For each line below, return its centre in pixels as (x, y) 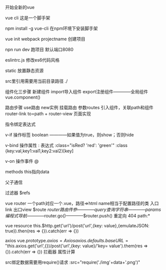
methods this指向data (27, 172)
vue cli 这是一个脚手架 (28, 18)
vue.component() (23, 97)
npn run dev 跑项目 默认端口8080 (39, 49)
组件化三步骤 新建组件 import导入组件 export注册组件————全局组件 (77, 92)
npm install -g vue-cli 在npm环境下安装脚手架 (52, 28)
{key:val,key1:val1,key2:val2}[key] (39, 151)
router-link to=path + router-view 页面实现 (48, 114)
